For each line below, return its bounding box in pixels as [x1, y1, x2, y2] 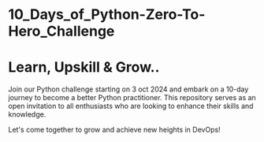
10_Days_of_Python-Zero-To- [8, 6, 206, 24]
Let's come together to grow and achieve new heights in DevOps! [8, 125, 221, 135]
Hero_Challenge [8, 22, 115, 40]
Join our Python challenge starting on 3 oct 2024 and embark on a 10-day [8, 84, 249, 94]
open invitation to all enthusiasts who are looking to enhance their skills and [8, 101, 254, 111]
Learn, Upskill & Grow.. [8, 58, 160, 77]
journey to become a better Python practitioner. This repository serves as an [8, 93, 256, 103]
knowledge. [8, 110, 46, 119]
